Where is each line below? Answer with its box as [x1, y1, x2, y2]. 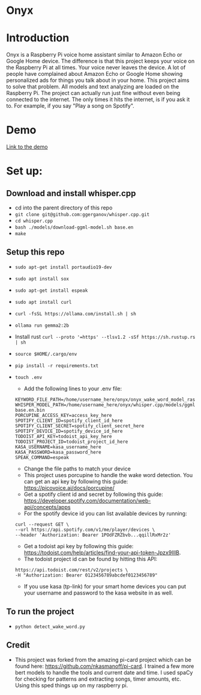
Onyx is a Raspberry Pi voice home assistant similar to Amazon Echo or [6, 51, 182, 58]
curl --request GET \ [14, 521, 69, 527]
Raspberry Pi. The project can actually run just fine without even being [6, 90, 181, 97]
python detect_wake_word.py [14, 623, 85, 629]
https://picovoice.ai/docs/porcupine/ [23, 484, 115, 491]
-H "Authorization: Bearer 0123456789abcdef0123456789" [14, 572, 158, 578]
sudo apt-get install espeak [14, 287, 88, 294]
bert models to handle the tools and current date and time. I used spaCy [14, 669, 193, 676]
